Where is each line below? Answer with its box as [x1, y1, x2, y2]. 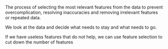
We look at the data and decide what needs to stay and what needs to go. [5, 24, 157, 30]
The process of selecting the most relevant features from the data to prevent [5, 4, 163, 10]
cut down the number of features [5, 39, 73, 45]
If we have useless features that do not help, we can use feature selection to [5, 34, 162, 40]
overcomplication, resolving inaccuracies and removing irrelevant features [5, 9, 158, 15]
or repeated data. [5, 15, 41, 20]
